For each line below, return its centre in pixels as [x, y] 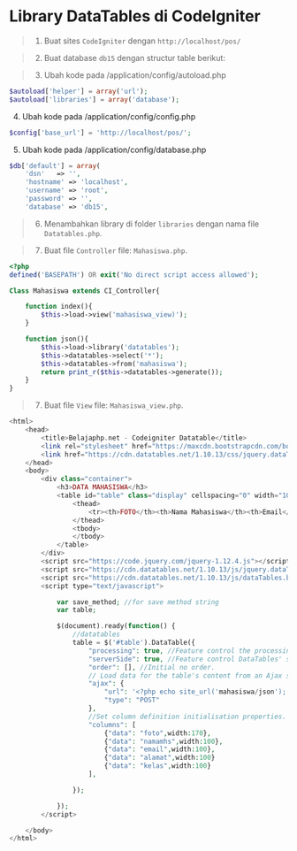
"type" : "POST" [132, 701]
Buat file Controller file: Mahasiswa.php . [116, 250]
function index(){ [59, 307]
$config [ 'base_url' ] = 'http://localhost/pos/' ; [100, 133]
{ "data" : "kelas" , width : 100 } [158, 766]
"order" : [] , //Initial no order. [152, 667]
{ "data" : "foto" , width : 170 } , [158, 733]
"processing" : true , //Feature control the [169, 651]
